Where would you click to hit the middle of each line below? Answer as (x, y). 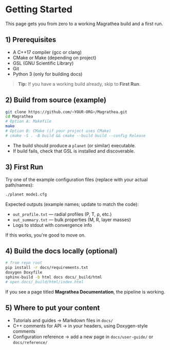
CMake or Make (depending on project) (54, 57)
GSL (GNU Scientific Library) (43, 63)
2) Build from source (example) (56, 100)
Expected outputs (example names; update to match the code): (72, 204)
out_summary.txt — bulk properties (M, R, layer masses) (72, 220)
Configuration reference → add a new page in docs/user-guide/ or (83, 337)
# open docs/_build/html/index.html (44, 282)
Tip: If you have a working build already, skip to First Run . (79, 84)
